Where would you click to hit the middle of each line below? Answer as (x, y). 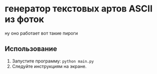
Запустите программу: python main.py (53, 61)
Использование (31, 49)
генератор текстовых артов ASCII (79, 9)
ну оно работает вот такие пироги (42, 33)
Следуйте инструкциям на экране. (49, 66)
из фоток (24, 19)
